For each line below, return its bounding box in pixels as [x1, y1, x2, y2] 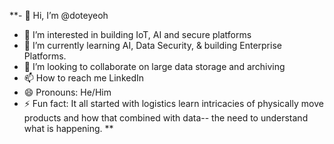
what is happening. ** [23, 123, 114, 134]
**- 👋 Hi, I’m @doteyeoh [9, 10, 109, 21]
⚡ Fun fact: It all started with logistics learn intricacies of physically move [23, 98, 324, 109]
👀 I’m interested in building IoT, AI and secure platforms [23, 29, 252, 40]
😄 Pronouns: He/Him [23, 86, 112, 98]
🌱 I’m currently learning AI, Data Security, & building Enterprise [23, 40, 282, 51]
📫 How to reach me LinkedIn [23, 72, 145, 84]
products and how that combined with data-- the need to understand [23, 112, 309, 124]
